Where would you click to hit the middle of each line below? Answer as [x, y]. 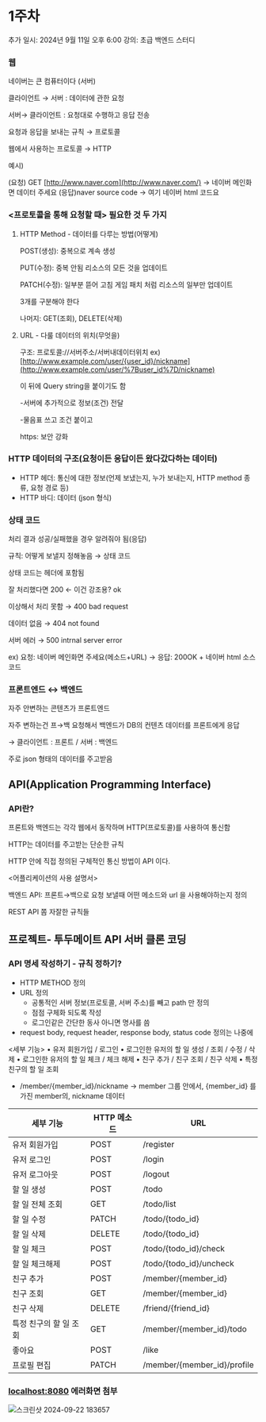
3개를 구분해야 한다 [49, 301]
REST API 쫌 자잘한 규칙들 [49, 912]
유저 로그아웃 [35, 1174]
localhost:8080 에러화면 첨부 [63, 1391]
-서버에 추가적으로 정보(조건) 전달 [72, 403]
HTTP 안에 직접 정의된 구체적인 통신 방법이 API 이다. [89, 861]
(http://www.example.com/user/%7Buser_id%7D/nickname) [117, 369]
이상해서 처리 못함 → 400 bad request [68, 607]
